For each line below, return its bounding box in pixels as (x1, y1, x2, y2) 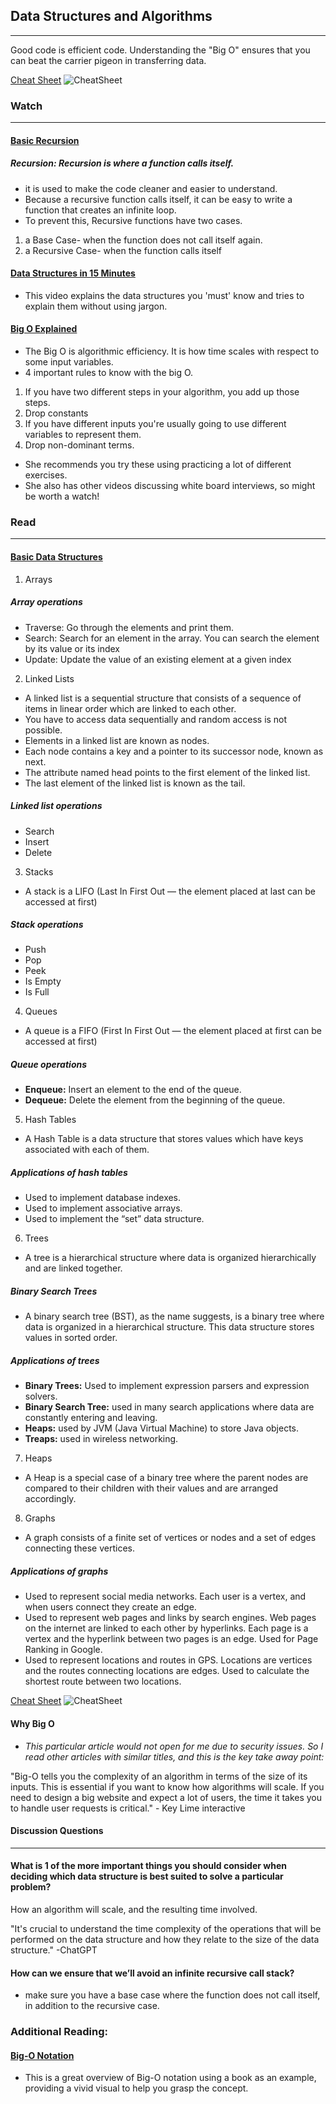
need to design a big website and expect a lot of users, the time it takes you (10, 1791, 323, 1803)
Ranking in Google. (24, 1644, 103, 1656)
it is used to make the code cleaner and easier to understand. (24, 182, 278, 194)
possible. (24, 724, 63, 736)
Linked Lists (24, 672, 75, 684)
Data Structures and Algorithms (10, 8, 213, 25)
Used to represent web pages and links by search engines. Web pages (24, 1612, 317, 1624)
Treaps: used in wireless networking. (24, 1433, 179, 1445)
